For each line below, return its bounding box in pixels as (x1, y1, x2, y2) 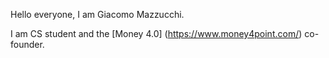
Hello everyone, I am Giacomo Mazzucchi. (10, 9, 185, 20)
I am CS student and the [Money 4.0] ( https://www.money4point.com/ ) (10, 28, 303, 39)
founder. (10, 39, 45, 50)
